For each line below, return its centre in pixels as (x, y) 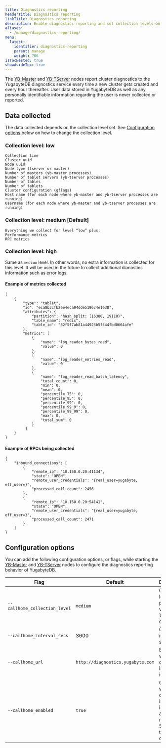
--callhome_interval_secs (38, 636)
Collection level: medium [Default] (47, 220)
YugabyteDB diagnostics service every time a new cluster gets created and (82, 84)
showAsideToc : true (25, 65)
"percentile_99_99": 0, (65, 412)
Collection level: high (31, 251)
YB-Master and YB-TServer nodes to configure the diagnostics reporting (79, 565)
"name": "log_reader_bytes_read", (76, 342)
